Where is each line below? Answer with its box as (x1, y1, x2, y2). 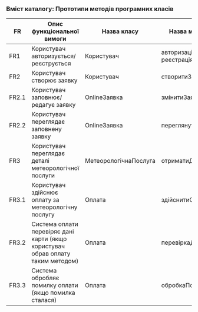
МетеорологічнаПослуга (84, 157, 156, 165)
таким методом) (31, 257, 79, 265)
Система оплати (31, 220, 78, 228)
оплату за (31, 196, 60, 204)
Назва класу (101, 27, 139, 35)
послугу (31, 211, 55, 219)
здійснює (31, 188, 59, 196)
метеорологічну (31, 203, 78, 211)
